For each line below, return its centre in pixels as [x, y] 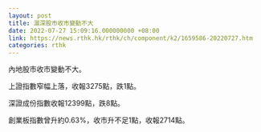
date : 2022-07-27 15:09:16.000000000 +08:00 [84, 30]
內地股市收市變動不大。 [47, 70]
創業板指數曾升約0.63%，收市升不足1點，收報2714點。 [99, 120]
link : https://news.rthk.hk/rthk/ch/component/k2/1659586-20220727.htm [130, 38]
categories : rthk [37, 46]
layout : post [30, 16]
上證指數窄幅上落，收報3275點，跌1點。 [74, 86]
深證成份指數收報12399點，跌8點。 [66, 103]
